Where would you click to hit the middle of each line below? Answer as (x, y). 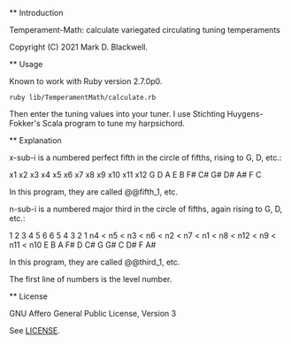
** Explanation (35, 140)
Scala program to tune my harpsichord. (114, 123)
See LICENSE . (34, 330)
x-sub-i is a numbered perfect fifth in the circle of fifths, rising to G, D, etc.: (145, 157)
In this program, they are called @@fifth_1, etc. (94, 192)
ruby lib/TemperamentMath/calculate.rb (83, 97)
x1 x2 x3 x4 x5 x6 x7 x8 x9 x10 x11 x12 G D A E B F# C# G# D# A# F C (135, 175)
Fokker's (25, 123)
